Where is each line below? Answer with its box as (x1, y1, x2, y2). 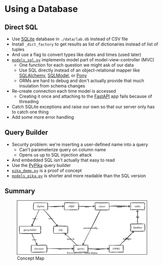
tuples (11, 47, 25, 52)
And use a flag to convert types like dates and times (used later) (11, 52, 142, 57)
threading (19, 99, 39, 104)
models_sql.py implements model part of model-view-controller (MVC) (11, 57, 155, 62)
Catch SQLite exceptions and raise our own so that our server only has (11, 104, 155, 109)
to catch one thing (11, 109, 49, 115)
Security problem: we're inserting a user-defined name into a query (11, 141, 148, 147)
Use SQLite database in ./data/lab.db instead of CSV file (11, 36, 128, 42)
